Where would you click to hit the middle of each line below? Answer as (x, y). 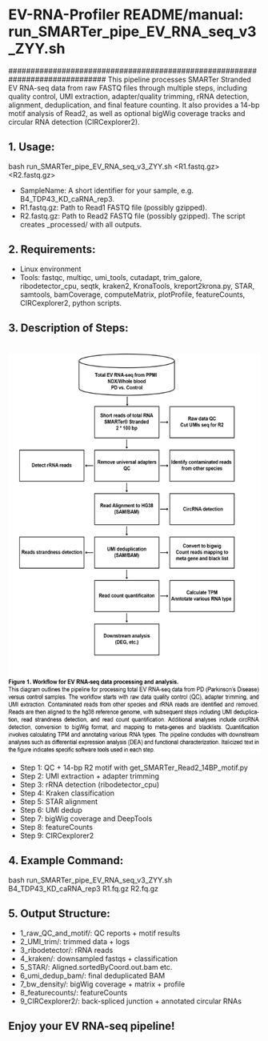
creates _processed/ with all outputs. (81, 224)
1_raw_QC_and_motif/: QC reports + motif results (100, 933)
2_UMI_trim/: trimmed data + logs (75, 941)
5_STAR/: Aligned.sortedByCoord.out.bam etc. (96, 967)
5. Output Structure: (59, 914)
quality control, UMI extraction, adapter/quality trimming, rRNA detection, (129, 96)
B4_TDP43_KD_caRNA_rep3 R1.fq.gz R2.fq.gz (83, 888)
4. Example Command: (66, 861)
